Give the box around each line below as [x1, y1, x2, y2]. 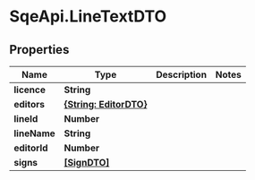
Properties [9, 42, 70, 57]
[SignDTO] [64, 157, 110, 168]
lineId [13, 113, 38, 124]
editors [13, 99, 45, 110]
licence [13, 83, 47, 96]
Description [156, 69, 208, 81]
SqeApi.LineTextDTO [9, 6, 167, 27]
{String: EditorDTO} [64, 99, 148, 110]
